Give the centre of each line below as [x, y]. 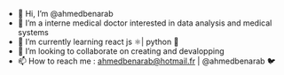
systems [33, 32]
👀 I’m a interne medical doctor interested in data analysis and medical [145, 23]
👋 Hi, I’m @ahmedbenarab [65, 14]
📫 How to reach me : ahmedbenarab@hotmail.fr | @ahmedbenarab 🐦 [146, 61]
